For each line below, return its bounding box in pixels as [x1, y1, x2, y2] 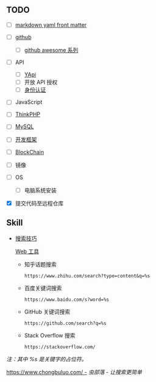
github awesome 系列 [24, 46, 79, 54]
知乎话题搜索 [24, 260, 57, 268]
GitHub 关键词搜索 [24, 308, 71, 315]
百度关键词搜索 [24, 284, 62, 292]
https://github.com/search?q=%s [24, 320, 107, 326]
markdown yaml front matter [15, 21, 87, 28]
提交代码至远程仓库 [15, 199, 64, 207]
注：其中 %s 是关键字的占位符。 [6, 355, 87, 362]
